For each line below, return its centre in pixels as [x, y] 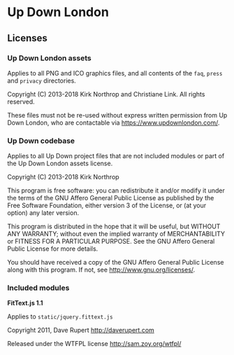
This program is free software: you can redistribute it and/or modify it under [116, 190]
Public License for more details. [53, 249]
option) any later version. [43, 213]
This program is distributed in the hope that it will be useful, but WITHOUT [114, 227]
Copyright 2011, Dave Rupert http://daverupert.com [81, 330]
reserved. [21, 102]
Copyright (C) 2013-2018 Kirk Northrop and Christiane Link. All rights [106, 94]
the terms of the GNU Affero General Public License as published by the [111, 198]
